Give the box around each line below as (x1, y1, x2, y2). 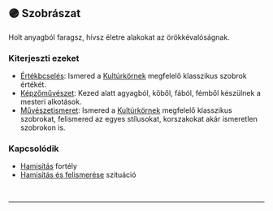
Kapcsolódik (8, 143, 59, 154)
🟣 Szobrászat (8, 6, 81, 20)
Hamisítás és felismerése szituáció (19, 170, 136, 180)
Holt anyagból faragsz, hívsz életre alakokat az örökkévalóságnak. (8, 32, 230, 42)
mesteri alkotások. (19, 97, 82, 107)
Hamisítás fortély (19, 161, 77, 171)
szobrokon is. (19, 123, 66, 132)
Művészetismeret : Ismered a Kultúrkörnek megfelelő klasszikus (19, 105, 233, 115)
